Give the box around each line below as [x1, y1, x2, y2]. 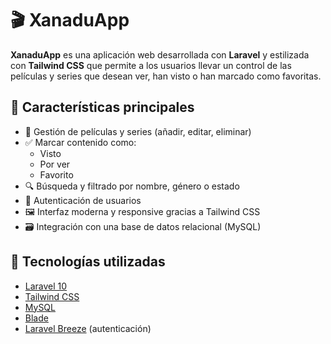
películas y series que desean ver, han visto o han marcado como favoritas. [10, 70, 322, 82]
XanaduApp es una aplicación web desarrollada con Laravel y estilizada [10, 48, 310, 61]
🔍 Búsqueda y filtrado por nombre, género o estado [24, 180, 240, 192]
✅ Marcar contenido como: [24, 136, 137, 148]
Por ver [39, 158, 71, 170]
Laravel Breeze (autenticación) [24, 322, 152, 334]
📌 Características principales [10, 99, 195, 116]
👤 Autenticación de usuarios [24, 194, 142, 206]
